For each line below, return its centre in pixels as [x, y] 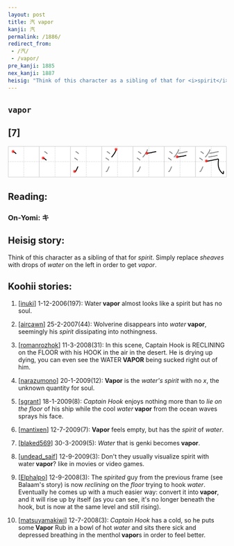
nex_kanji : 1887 [31, 73]
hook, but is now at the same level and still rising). [90, 506]
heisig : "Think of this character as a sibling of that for [97, 80]
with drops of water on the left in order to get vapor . [82, 264]
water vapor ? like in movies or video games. [81, 463]
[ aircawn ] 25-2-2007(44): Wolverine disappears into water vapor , [112, 324]
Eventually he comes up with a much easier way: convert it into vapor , [118, 492]
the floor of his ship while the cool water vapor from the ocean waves [118, 409]
